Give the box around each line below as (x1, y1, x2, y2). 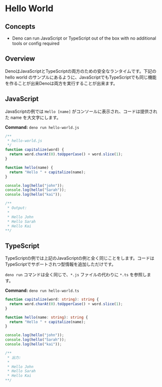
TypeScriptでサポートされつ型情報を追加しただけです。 (5, 262, 116, 267)
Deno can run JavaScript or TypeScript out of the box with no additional (12, 35, 157, 41)
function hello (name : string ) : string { (5, 315, 89, 320)
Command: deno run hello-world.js (5, 124, 79, 130)
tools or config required (12, 41, 60, 46)
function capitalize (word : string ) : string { (5, 297, 99, 302)
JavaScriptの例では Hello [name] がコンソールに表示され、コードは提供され (5, 108, 158, 114)
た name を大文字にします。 (5, 114, 61, 120)
